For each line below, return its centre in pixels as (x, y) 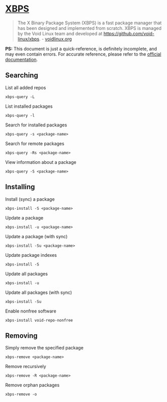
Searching (22, 76)
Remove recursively (26, 367)
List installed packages (29, 106)
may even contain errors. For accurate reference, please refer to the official (83, 54)
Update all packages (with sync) (38, 292)
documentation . (22, 59)
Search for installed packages (36, 125)
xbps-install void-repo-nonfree (39, 320)
